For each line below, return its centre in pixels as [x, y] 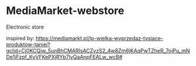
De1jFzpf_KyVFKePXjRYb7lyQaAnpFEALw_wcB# [64, 57]
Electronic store [25, 27]
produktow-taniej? [28, 44]
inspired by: [20, 38]
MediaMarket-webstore [65, 11]
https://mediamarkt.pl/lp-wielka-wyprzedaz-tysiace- [99, 38]
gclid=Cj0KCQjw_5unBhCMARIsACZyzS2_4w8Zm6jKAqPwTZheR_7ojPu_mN [98, 50]
